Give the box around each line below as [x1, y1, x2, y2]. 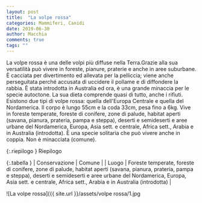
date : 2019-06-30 [6, 25, 50, 32]
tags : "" [6, 43, 28, 49]
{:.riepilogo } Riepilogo [6, 147, 62, 154]
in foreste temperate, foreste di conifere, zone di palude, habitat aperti [6, 110, 181, 117]
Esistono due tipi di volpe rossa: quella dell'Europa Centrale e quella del [6, 97, 184, 104]
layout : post [6, 8, 39, 15]
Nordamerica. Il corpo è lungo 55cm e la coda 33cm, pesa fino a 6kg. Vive [6, 104, 191, 111]
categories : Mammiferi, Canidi [6, 20, 85, 26]
